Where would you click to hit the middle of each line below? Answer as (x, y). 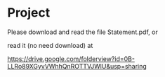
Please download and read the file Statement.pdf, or (82, 32)
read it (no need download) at (50, 45)
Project (29, 13)
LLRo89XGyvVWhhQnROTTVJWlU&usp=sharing (77, 66)
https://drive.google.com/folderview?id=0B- (71, 59)
